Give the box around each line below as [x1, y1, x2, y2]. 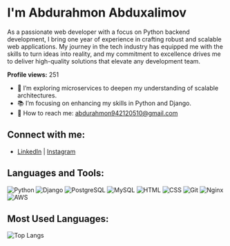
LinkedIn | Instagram [17, 147, 76, 155]
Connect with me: [7, 129, 86, 141]
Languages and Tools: [7, 167, 105, 179]
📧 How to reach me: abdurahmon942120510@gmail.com [17, 108, 178, 117]
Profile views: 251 [7, 70, 59, 79]
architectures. [17, 91, 57, 100]
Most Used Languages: [7, 213, 109, 225]
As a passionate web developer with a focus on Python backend [7, 28, 190, 36]
